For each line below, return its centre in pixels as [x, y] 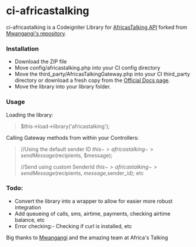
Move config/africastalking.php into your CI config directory [87, 68]
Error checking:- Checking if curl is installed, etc [73, 226]
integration [28, 207]
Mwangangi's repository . [36, 33]
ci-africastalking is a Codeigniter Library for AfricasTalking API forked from [97, 27]
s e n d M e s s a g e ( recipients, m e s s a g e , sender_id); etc [82, 173]
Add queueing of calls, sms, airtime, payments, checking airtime [92, 213]
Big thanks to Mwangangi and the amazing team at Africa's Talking [87, 238]
